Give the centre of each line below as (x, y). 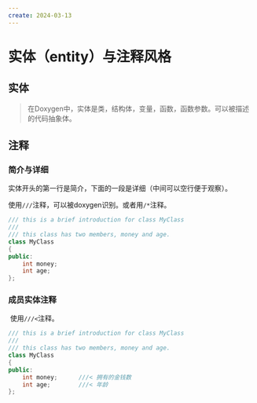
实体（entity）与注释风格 (90, 57)
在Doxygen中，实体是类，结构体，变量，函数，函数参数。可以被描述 (138, 108)
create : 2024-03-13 (40, 15)
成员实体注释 (33, 300)
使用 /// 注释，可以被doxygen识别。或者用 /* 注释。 (90, 205)
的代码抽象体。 (51, 118)
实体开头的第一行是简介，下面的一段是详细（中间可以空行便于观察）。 (120, 189)
